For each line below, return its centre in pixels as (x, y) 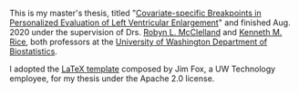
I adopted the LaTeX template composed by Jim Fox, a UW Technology (143, 69)
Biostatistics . (33, 51)
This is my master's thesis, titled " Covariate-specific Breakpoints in (135, 13)
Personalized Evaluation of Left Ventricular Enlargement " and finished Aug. (150, 23)
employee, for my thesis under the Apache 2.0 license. (112, 79)
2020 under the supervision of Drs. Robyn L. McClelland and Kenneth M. (146, 32)
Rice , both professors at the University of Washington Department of (139, 42)
